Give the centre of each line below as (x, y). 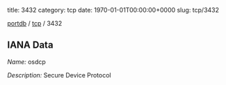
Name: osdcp (27, 62)
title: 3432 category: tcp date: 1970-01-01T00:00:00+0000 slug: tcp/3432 (113, 10)
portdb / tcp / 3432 (35, 23)
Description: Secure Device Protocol (59, 75)
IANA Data (30, 45)
